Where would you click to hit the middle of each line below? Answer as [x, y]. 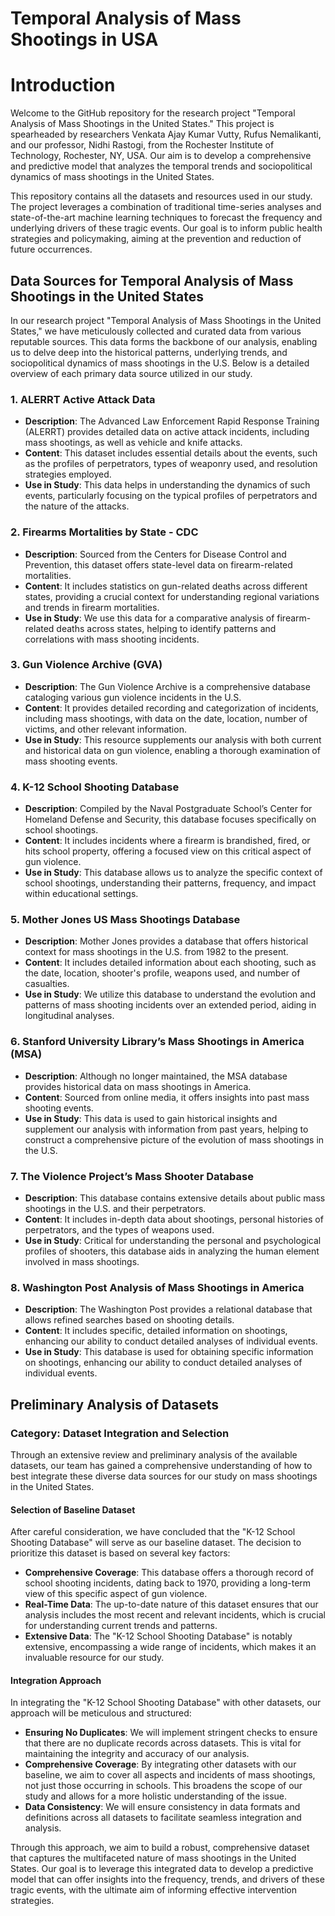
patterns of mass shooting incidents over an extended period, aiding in [170, 1005]
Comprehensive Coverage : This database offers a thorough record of [169, 1573]
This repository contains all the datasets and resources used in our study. [161, 196]
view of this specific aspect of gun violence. [116, 1594]
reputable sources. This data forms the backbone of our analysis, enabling [164, 341]
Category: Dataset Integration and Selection [120, 1433]
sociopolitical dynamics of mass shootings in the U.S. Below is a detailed [160, 363]
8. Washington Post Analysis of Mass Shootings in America [157, 1287]
